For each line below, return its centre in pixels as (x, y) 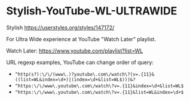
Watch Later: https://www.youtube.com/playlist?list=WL (75, 51)
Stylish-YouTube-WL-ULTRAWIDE (92, 11)
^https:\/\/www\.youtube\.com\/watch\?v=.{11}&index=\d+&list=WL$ (99, 86)
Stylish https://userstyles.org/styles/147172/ (60, 27)
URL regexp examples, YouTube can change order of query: (80, 62)
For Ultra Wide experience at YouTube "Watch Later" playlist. (81, 39)
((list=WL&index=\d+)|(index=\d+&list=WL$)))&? (75, 79)
